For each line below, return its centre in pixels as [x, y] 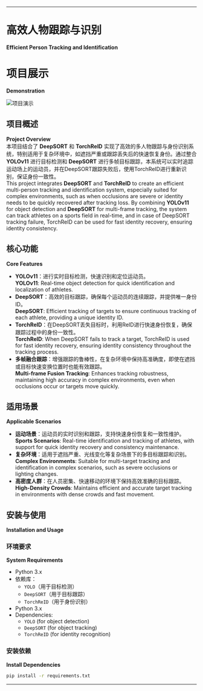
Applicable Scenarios [34, 421]
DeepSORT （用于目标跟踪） [56, 594]
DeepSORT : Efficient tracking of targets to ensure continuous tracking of [106, 311]
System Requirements [35, 560]
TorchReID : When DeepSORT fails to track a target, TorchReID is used [102, 339]
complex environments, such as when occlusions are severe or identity [95, 196]
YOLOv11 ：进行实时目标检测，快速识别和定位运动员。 [82, 276]
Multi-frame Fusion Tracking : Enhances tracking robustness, [92, 373]
